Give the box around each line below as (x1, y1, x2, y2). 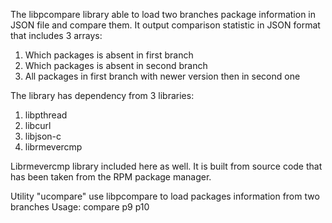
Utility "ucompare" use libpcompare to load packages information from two (10, 190, 320, 202)
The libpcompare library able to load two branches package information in (10, 9, 317, 20)
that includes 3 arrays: (10, 30, 103, 41)
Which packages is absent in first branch (24, 49, 194, 61)
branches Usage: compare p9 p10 (10, 201, 150, 213)
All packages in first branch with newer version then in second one (24, 70, 301, 82)
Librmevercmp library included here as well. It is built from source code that (10, 160, 323, 172)
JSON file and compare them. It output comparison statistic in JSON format (10, 19, 321, 31)
